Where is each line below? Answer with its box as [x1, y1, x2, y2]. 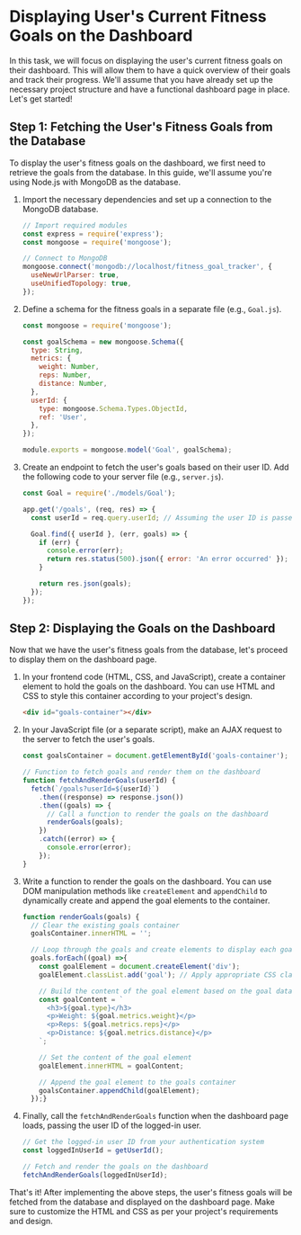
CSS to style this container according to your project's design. [22, 691, 253, 702]
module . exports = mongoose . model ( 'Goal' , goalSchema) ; [22, 445, 233, 455]
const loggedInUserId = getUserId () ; [22, 1146, 164, 1155]
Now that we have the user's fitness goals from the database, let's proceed [9, 645, 288, 656]
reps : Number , [39, 371, 92, 380]
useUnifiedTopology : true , [31, 279, 132, 288]
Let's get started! [9, 93, 74, 104]
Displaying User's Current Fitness [9, 6, 267, 27]
